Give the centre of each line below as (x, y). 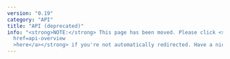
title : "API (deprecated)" (46, 26)
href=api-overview (40, 39)
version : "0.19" (30, 13)
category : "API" (30, 20)
